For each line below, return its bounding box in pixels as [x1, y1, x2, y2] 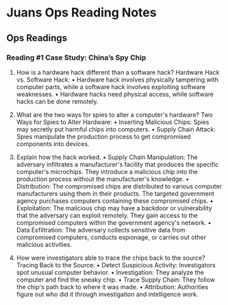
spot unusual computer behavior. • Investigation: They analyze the [16, 268, 205, 276]
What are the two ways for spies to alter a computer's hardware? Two [16, 110, 213, 119]
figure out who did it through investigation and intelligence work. [16, 290, 199, 298]
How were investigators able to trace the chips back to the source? [16, 254, 206, 262]
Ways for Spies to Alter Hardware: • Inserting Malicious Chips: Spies [16, 118, 210, 126]
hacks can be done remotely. [16, 97, 99, 106]
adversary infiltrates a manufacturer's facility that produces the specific [16, 160, 219, 169]
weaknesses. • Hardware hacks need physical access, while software [16, 90, 214, 98]
